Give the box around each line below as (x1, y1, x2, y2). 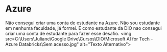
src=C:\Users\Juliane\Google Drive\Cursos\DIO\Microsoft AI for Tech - (5, 36, 153, 42)
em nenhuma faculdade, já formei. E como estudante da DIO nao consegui (5, 25, 162, 31)
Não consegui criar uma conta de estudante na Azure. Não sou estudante (5, 20, 160, 26)
